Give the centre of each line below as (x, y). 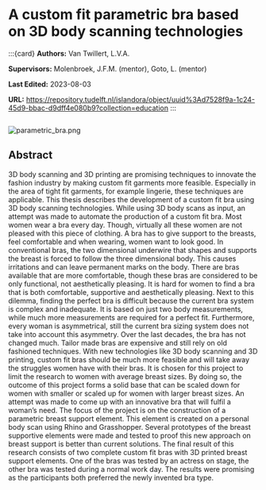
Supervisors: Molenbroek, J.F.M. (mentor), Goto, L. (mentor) (108, 68)
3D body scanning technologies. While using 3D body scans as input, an (127, 208)
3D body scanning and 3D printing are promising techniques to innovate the (132, 174)
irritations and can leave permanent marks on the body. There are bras (124, 266)
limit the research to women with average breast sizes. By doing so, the (125, 376)
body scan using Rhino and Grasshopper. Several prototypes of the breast (130, 427)
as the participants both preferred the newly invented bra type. (111, 477)
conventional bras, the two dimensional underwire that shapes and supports (133, 250)
